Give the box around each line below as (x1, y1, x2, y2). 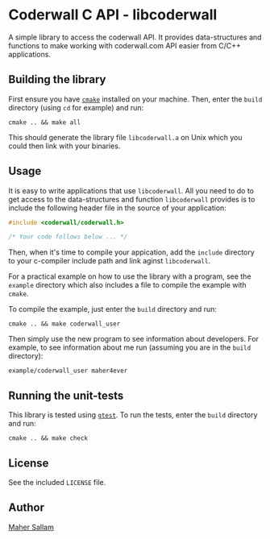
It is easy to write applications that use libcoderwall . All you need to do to (8, 185, 254, 195)
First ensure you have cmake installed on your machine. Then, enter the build (8, 94, 263, 104)
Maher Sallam (8, 522, 54, 532)
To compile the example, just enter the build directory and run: (8, 305, 218, 314)
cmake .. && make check (8, 434, 89, 442)
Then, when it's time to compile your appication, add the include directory (8, 247, 255, 257)
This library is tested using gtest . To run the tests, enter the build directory (8, 410, 258, 420)
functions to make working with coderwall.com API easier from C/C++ (8, 40, 242, 50)
